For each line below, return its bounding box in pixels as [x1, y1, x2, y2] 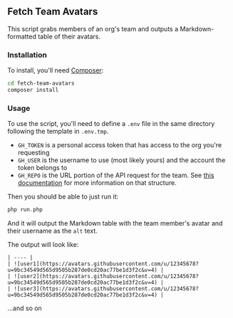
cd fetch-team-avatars [7, 80, 75, 88]
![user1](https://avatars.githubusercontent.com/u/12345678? [14, 260, 200, 267]
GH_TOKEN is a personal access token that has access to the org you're [17, 141, 222, 149]
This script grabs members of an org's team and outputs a [7, 24, 179, 33]
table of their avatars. [38, 32, 101, 41]
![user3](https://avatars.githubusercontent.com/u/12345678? [14, 285, 200, 292]
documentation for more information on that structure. [17, 179, 177, 187]
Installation [7, 50, 48, 60]
